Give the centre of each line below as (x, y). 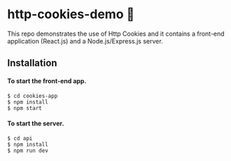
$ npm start (24, 108)
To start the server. (36, 124)
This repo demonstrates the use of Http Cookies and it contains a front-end (116, 34)
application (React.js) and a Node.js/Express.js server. (85, 41)
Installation (32, 63)
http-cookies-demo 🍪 (71, 14)
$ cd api (20, 138)
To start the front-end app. (47, 80)
